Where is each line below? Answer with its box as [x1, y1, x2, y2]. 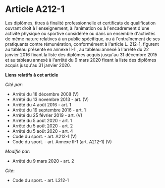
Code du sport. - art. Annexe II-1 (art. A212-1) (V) [12, 138, 112, 145]
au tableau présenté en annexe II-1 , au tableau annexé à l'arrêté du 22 [5, 46, 149, 52]
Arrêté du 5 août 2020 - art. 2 [12, 123, 73, 129]
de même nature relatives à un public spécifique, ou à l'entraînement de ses [5, 36, 160, 42]
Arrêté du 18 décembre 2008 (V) [12, 91, 79, 97]
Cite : [5, 168, 15, 174]
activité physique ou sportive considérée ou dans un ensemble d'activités [5, 30, 156, 36]
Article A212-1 [5, 3, 65, 15]
